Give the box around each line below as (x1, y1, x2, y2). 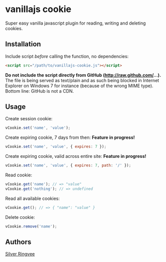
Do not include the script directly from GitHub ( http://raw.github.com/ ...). (5, 72, 161, 78)
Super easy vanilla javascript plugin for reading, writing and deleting (5, 20, 146, 26)
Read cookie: (5, 172, 33, 178)
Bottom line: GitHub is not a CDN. (5, 88, 74, 94)
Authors (5, 237, 32, 246)
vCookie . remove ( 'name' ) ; (5, 224, 57, 229)
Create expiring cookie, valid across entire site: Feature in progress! (5, 153, 146, 159)
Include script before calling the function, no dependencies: (5, 53, 129, 59)
